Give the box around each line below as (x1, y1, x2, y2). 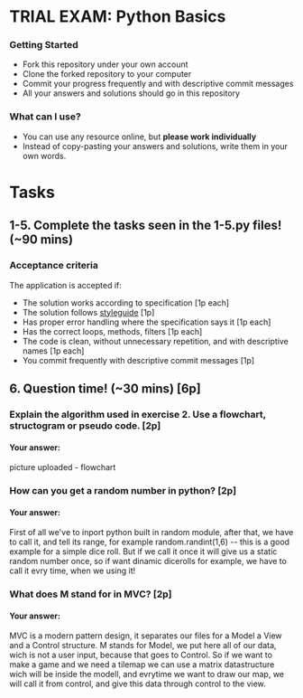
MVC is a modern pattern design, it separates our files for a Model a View (9, 630, 282, 641)
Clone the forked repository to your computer (22, 69, 192, 80)
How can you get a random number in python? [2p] (9, 485, 237, 497)
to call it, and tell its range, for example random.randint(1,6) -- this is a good (9, 536, 290, 548)
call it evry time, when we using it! (9, 565, 136, 576)
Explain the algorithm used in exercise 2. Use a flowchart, (9, 408, 266, 420)
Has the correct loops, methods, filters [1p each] (22, 325, 203, 336)
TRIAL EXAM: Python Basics (9, 6, 226, 27)
